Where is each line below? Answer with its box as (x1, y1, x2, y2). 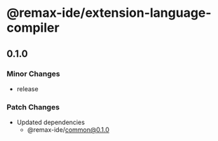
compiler (6, 20, 60, 36)
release (16, 84, 39, 93)
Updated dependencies (16, 118, 86, 127)
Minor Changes (6, 69, 60, 79)
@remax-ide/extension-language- (6, 5, 212, 21)
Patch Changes (6, 102, 60, 112)
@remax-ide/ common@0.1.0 (27, 126, 110, 134)
